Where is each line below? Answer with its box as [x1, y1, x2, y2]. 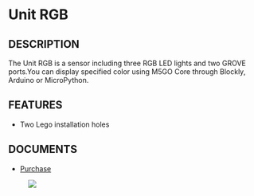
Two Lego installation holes [19, 120, 110, 129]
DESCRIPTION [8, 37, 80, 51]
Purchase [19, 163, 52, 173]
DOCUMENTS [8, 143, 78, 156]
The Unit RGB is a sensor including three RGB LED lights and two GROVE [8, 58, 247, 68]
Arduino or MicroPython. [8, 76, 89, 84]
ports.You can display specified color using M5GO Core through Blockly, [8, 67, 246, 76]
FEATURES [8, 98, 63, 112]
